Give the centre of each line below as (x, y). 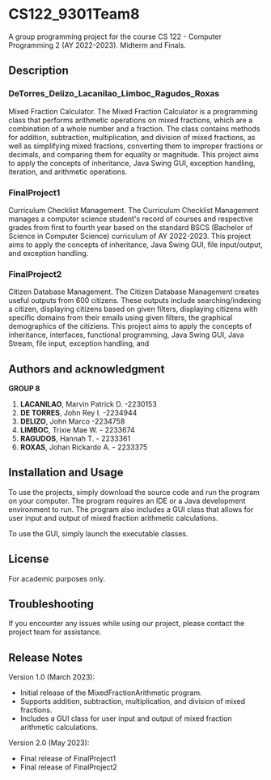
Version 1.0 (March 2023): (52, 677)
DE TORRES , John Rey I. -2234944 (78, 413)
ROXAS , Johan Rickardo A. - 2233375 (84, 447)
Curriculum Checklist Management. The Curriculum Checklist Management (133, 210)
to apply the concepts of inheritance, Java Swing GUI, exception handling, (132, 163)
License (29, 559)
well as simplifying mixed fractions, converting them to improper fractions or (135, 146)
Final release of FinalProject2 (68, 767)
